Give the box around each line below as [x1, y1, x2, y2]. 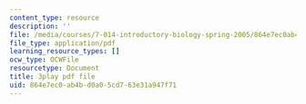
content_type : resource [9, 13, 100, 23]
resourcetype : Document [9, 64, 100, 73]
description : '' [9, 22, 71, 31]
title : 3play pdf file [9, 72, 96, 81]
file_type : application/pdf [9, 38, 117, 48]
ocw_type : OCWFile [9, 55, 79, 64]
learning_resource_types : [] [9, 47, 120, 56]
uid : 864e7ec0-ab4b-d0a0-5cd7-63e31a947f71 [9, 80, 178, 90]
